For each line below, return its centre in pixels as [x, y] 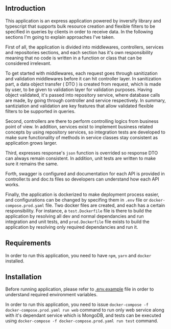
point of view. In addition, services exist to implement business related [79, 126]
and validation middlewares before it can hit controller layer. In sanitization [83, 78]
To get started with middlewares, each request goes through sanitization [82, 73]
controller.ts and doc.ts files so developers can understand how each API [82, 179]
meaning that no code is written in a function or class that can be [74, 58]
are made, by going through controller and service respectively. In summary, [86, 100]
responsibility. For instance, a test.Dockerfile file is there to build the [79, 211]
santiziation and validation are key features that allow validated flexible [80, 106]
